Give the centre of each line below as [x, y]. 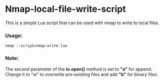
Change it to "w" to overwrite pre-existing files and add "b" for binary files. [82, 74]
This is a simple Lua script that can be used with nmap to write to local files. [82, 23]
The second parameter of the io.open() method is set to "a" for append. [79, 69]
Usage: [14, 36]
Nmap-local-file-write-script [65, 9]
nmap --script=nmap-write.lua [36, 46]
